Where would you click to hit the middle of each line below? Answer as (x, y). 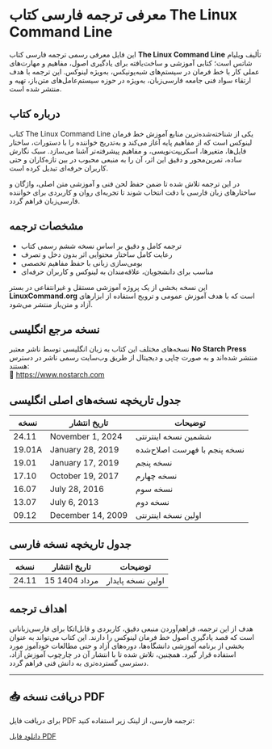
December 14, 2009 (89, 515)
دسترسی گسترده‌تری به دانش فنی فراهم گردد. (79, 663)
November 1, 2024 (86, 436)
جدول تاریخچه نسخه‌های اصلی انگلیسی (95, 400)
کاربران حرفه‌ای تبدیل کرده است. (59, 168)
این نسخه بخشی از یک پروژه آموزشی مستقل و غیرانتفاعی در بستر (109, 287)
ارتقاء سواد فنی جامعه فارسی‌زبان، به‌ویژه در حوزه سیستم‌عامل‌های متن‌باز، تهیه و (130, 80)
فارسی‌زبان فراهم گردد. (45, 200)
